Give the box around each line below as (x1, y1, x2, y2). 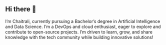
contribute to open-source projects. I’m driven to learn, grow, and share (5, 28, 152, 35)
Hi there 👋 (5, 5, 36, 13)
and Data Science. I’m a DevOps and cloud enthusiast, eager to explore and (5, 23, 161, 29)
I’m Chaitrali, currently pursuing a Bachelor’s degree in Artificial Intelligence (5, 18, 160, 24)
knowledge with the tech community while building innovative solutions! (5, 34, 153, 40)
